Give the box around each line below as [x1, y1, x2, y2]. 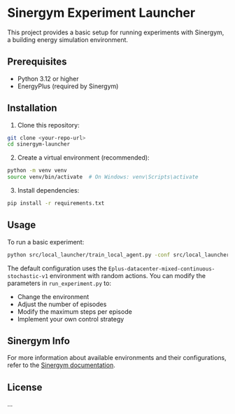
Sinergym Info [7, 335, 70, 347]
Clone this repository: [17, 120, 80, 129]
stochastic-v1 [7, 272, 49, 280]
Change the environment [17, 292, 90, 301]
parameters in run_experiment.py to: [7, 279, 112, 287]
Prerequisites [7, 56, 67, 68]
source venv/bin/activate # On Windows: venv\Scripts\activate [7, 174, 199, 181]
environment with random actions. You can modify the [50, 271, 206, 280]
